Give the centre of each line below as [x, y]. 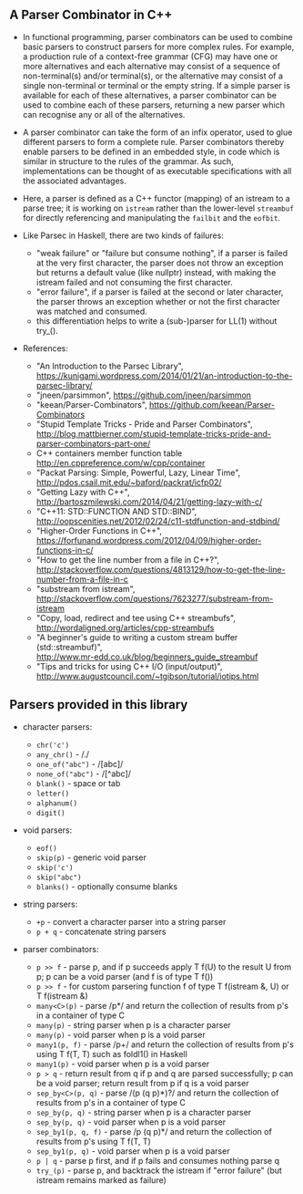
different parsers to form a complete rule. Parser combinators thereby [153, 141]
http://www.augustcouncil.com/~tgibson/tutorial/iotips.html [147, 676]
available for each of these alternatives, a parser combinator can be [150, 95]
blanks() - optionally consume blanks [107, 886]
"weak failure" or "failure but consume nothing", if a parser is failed [162, 253]
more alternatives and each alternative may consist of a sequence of [151, 66]
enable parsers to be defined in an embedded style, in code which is [151, 151]
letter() [53, 794]
